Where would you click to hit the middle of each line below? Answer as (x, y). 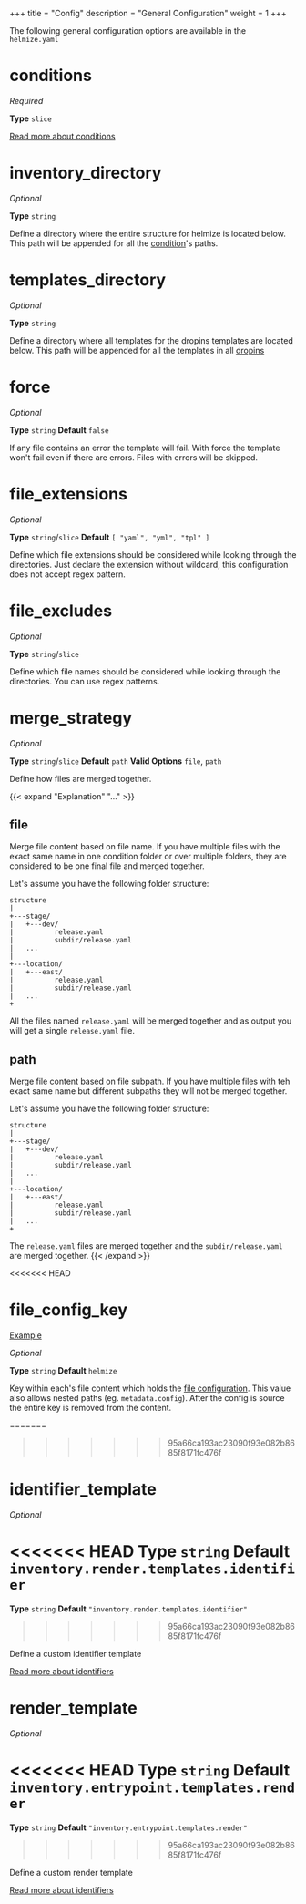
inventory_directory (86, 173)
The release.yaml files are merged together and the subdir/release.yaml (146, 1246)
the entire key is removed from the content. (91, 1408)
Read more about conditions (62, 136)
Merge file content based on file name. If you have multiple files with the (145, 847)
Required (26, 100)
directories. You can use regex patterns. (85, 681)
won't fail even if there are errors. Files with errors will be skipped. (133, 457)
